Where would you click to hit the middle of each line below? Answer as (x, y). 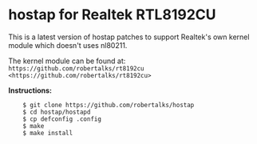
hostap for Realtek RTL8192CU (112, 15)
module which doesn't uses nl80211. (68, 45)
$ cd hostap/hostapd (57, 112)
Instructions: (30, 90)
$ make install (48, 133)
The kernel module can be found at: (67, 61)
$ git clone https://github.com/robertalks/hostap (109, 105)
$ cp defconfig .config (62, 119)
